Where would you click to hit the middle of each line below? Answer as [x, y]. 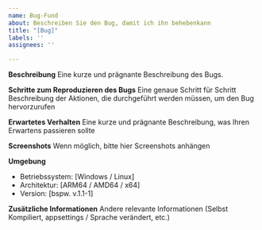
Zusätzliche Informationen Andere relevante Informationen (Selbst [118, 209]
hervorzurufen [32, 107]
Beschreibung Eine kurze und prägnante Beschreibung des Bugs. [116, 75]
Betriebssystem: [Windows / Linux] [77, 177]
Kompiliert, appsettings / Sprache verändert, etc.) [89, 217]
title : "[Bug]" [33, 30]
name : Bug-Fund [33, 15]
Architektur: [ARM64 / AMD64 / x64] [80, 185]
